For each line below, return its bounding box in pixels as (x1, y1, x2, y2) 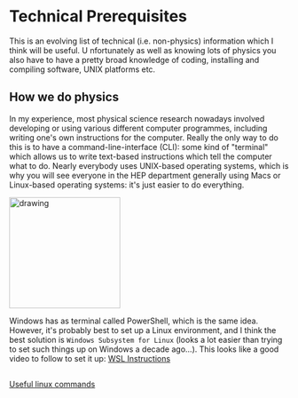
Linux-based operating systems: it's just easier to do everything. (9, 179, 245, 190)
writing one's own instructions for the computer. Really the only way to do (9, 131, 279, 143)
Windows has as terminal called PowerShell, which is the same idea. (9, 315, 259, 326)
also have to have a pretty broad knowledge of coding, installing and (9, 54, 260, 65)
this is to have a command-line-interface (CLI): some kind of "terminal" (9, 141, 269, 152)
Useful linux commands (9, 379, 96, 390)
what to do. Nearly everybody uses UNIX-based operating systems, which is (9, 160, 289, 171)
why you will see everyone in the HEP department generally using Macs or (9, 170, 281, 180)
